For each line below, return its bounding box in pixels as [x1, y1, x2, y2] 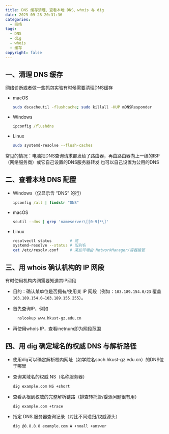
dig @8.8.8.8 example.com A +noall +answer [12, 424, 107, 429]
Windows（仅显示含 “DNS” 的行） [12, 189, 84, 196]
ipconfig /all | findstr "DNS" [12, 200, 79, 205]
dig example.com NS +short [12, 384, 70, 389]
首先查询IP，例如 [12, 305, 48, 311]
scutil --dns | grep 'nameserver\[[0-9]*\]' [12, 219, 109, 224]
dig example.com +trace [12, 403, 64, 409]
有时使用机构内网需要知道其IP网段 [5, 277, 76, 283]
